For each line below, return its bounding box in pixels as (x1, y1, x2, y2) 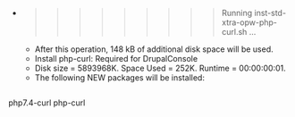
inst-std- (253, 8, 287, 18)
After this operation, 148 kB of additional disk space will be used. (34, 44, 274, 54)
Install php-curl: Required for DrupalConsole (34, 54, 198, 63)
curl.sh (221, 27, 248, 37)
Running (221, 8, 253, 18)
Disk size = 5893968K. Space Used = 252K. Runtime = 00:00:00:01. (34, 63, 287, 73)
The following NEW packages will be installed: (34, 72, 205, 83)
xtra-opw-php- (221, 17, 278, 28)
